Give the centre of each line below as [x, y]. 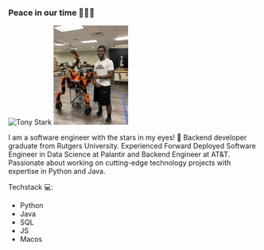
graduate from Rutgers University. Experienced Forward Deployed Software [132, 146]
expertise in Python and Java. [57, 171]
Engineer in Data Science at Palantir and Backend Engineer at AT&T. [119, 155]
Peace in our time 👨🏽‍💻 [52, 13]
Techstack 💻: [31, 187]
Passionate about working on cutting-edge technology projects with [120, 163]
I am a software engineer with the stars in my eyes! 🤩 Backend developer [128, 137]
